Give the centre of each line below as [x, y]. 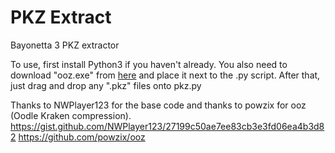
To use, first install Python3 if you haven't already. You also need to [149, 64]
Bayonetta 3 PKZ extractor [65, 45]
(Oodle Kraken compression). [71, 115]
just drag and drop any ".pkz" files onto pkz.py [106, 85]
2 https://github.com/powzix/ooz [78, 137]
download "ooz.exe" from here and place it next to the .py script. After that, [165, 75]
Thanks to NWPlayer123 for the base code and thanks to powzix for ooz [158, 105]
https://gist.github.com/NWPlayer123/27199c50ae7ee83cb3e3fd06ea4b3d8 [167, 126]
